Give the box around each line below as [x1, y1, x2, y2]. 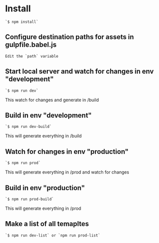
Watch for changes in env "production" [5, 147, 129, 156]
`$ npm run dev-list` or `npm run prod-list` [5, 233, 100, 238]
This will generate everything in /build [5, 133, 82, 139]
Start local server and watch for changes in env [5, 67, 154, 76]
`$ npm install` [5, 19, 39, 24]
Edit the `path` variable [5, 54, 58, 59]
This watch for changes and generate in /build [5, 97, 99, 103]
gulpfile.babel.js [5, 41, 57, 49]
